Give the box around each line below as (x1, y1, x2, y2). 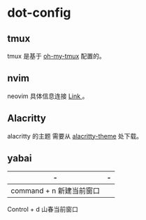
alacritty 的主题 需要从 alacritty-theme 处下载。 (7, 132, 143, 140)
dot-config (7, 5, 71, 21)
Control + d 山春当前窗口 (7, 205, 78, 214)
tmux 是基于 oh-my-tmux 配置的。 (7, 52, 106, 60)
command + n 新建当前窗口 (10, 186, 100, 196)
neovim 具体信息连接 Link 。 (7, 92, 89, 100)
